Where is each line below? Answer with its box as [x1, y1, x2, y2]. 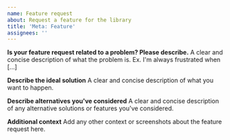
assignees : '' [7, 29, 48, 37]
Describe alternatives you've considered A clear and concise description [7, 97, 220, 106]
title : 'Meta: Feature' [7, 23, 76, 30]
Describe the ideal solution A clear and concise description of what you [7, 77, 214, 85]
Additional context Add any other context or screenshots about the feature [7, 118, 222, 126]
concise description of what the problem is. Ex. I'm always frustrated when [7, 56, 221, 64]
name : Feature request [7, 10, 73, 17]
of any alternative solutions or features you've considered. [7, 104, 175, 112]
